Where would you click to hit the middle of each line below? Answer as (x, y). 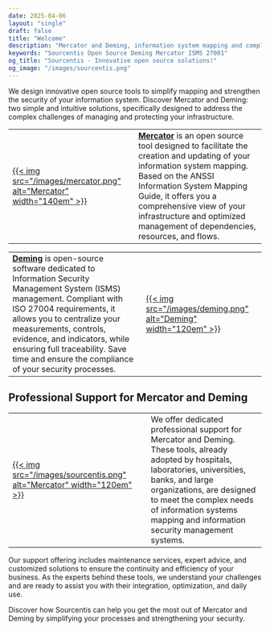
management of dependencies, (197, 226)
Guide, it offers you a (177, 196)
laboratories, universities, (198, 469)
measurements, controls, (59, 328)
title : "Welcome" (37, 38)
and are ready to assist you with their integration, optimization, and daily (128, 585)
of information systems (194, 509)
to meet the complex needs (202, 500)
